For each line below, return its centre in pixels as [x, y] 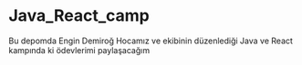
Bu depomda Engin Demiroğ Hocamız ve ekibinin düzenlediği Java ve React [151, 41]
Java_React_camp [79, 16]
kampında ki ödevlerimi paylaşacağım [79, 50]
